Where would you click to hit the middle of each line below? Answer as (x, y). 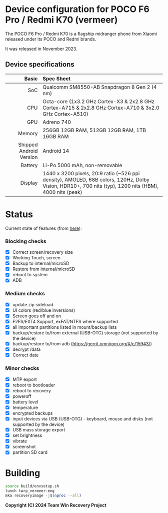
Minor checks (22, 368)
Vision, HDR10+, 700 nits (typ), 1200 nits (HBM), (100, 186)
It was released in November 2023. (41, 49)
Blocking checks (26, 241)
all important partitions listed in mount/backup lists (64, 327)
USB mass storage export (39, 430)
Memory (28, 133)
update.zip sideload (33, 304)
